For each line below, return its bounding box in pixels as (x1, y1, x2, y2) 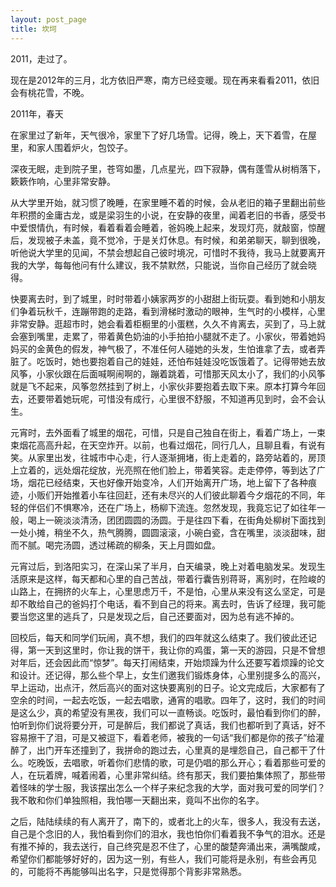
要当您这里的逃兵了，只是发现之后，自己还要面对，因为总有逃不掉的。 (10, 610, 300, 622)
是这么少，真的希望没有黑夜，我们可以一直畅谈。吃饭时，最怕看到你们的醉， (10, 706, 326, 718)
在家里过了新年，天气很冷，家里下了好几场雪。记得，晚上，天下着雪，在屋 (10, 129, 317, 141)
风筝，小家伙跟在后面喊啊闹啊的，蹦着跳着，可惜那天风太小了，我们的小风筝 (10, 367, 326, 380)
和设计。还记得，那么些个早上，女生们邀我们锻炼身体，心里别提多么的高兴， (10, 669, 326, 681)
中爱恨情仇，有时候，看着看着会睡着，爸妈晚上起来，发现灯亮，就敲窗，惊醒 (10, 221, 326, 233)
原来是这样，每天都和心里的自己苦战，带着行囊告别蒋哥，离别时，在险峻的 (18, 572, 326, 585)
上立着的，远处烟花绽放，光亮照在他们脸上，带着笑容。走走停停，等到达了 (10, 464, 317, 476)
